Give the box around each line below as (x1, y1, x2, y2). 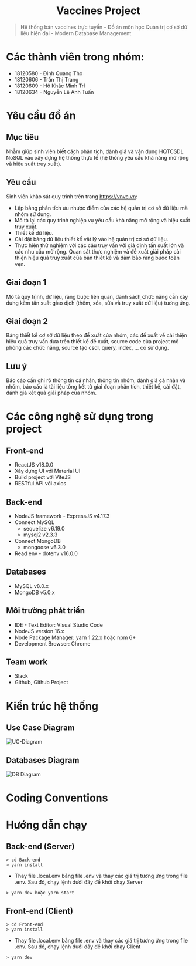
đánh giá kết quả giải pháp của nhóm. (6, 389, 97, 397)
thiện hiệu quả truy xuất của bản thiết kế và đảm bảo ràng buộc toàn (14, 254, 180, 261)
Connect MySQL (14, 518, 54, 526)
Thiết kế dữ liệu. (14, 229, 54, 236)
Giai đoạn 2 (6, 316, 49, 326)
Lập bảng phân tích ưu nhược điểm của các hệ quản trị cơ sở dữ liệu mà (14, 204, 188, 211)
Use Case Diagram (6, 722, 75, 732)
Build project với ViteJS (14, 474, 71, 481)
